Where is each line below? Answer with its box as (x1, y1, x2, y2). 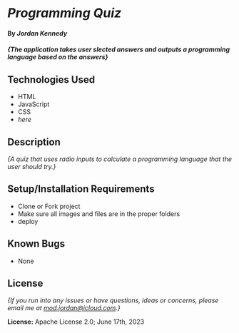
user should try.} (7, 163, 56, 170)
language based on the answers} (7, 53, 108, 61)
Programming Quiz (7, 5, 122, 21)
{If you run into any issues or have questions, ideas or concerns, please (7, 296, 219, 304)
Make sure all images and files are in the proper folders (17, 209, 180, 218)
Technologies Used (7, 73, 95, 86)
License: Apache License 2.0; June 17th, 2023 (7, 317, 145, 326)
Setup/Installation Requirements (7, 183, 155, 195)
